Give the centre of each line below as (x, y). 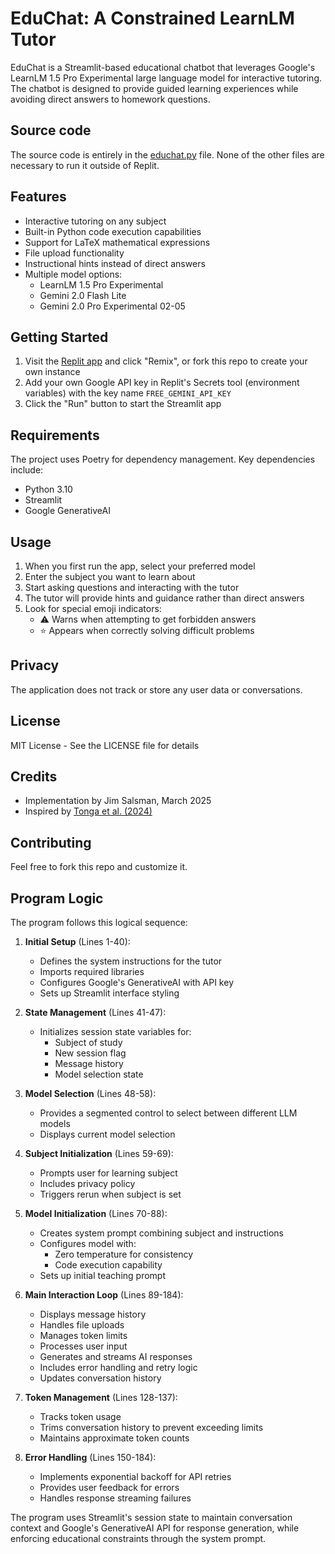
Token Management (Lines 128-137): (101, 1398)
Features (38, 197)
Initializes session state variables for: (115, 1032)
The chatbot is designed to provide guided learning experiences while (154, 88)
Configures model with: (88, 1244)
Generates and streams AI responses (116, 1357)
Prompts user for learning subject (108, 1173)
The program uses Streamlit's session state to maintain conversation (151, 1518)
